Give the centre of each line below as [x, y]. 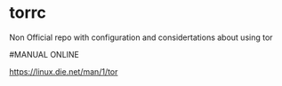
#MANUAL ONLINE [44, 54]
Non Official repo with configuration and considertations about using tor [141, 37]
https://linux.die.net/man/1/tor [64, 71]
